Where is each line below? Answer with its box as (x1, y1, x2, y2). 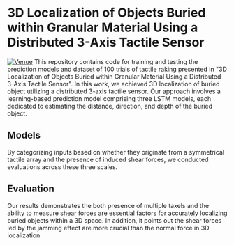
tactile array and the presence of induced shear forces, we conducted (7, 155, 209, 164)
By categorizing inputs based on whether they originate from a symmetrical (7, 148, 225, 156)
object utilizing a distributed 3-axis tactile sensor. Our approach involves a (7, 87, 221, 95)
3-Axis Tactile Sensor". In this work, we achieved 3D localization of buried (7, 79, 220, 88)
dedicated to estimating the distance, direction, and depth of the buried (7, 102, 213, 110)
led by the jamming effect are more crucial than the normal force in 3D (7, 223, 210, 232)
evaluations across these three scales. (7, 162, 118, 171)
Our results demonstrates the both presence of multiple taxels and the (7, 201, 210, 210)
